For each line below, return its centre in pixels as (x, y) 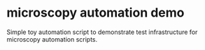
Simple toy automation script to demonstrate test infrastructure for (102, 32)
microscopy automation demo (96, 13)
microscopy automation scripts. (52, 39)
